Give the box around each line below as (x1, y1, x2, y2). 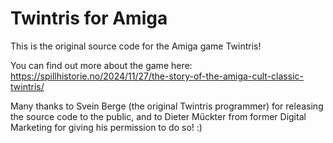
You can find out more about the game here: (10, 59, 193, 71)
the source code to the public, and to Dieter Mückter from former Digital (10, 110, 307, 122)
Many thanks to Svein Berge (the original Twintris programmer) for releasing (10, 100, 324, 112)
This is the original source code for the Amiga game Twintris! (10, 40, 262, 52)
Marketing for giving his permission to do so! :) (10, 121, 203, 133)
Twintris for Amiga (10, 7, 168, 30)
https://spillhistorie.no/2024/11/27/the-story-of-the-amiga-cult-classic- (10, 70, 304, 82)
